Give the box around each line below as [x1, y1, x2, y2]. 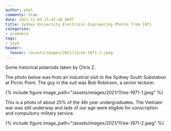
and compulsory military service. [5, 110, 75, 116]
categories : [5, 27, 31, 32]
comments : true [5, 12, 38, 17]
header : [5, 45, 22, 50]
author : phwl [5, 7, 33, 13]
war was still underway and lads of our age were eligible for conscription [5, 104, 158, 111]
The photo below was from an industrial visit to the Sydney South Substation [5, 74, 166, 80]
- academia [5, 31, 29, 36]
